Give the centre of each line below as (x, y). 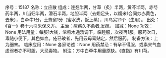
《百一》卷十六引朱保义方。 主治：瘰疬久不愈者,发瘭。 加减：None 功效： (79, 26)
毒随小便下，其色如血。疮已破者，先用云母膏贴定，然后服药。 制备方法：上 (82, 38)
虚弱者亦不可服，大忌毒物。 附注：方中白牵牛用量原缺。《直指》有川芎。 (79, 51)
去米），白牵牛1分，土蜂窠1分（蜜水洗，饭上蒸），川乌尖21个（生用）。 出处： (83, 20)
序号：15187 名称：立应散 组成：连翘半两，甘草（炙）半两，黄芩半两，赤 (79, 7)
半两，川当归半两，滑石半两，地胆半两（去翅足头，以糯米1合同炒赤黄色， (84, 13)
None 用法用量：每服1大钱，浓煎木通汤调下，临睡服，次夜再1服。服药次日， (83, 32)
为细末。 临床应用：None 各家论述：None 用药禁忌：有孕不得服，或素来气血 (83, 44)
